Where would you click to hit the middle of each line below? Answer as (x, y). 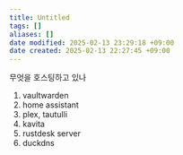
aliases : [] (31, 34)
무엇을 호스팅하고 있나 (48, 78)
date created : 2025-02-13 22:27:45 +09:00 (90, 51)
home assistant (50, 105)
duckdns (39, 143)
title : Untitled (39, 17)
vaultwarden (45, 96)
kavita (33, 124)
